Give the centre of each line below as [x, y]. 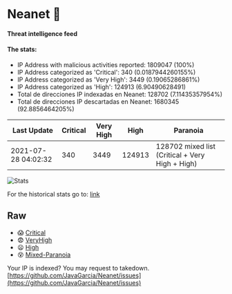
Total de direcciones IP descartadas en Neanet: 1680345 [98, 101]
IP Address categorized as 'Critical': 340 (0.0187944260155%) [106, 72]
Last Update [33, 130]
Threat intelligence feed [42, 33]
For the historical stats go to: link [54, 194]
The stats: [22, 49]
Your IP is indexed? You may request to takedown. [78, 268]
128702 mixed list [186, 146]
